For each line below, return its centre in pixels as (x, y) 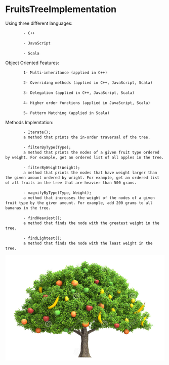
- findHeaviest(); (43, 218)
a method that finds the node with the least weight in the (88, 243)
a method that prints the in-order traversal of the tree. (87, 137)
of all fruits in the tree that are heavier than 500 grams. (71, 183)
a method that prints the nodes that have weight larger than (90, 173)
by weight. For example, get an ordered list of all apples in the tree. (85, 158)
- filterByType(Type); (47, 147)
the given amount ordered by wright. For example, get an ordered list (82, 178)
